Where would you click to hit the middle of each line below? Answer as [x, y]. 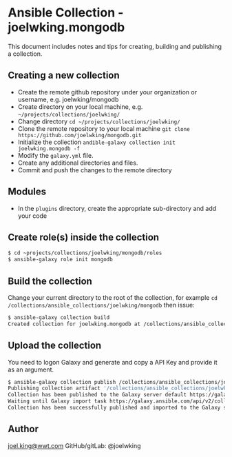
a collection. [25, 54]
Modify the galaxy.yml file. [55, 155]
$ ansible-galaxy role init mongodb [60, 260]
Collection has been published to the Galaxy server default [97, 395]
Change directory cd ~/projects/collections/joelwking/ [99, 121]
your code [32, 216]
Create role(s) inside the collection [84, 237]
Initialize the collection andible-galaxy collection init [97, 142]
